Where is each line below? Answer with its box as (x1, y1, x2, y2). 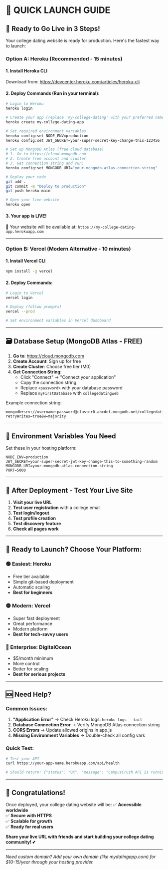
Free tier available (12, 574, 50, 580)
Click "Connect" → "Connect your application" (20, 374, 116, 380)
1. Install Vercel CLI (5, 258, 46, 264)
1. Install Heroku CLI (5, 67, 48, 74)
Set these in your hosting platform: (5, 445, 77, 451)
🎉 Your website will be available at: (5, 224, 77, 230)
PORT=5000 (5, 468, 26, 473)
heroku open (5, 202, 30, 207)
